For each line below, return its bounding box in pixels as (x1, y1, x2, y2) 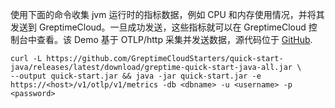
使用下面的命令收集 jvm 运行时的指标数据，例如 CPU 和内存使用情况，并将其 (10, 9, 325, 20)
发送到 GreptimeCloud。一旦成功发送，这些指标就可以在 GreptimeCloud (10, 21, 307, 33)
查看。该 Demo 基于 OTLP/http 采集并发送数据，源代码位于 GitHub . (36, 34, 313, 45)
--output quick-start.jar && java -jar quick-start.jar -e (10, 71, 262, 81)
